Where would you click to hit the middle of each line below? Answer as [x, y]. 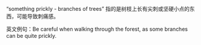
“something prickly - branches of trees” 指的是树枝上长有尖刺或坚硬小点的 [98, 9]
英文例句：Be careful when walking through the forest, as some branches [97, 29]
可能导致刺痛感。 [37, 16]
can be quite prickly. [31, 36]
